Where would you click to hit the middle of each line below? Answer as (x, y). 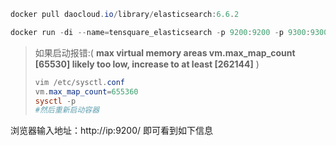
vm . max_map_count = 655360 (86, 91)
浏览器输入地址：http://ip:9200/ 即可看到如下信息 (111, 131)
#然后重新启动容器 (67, 110)
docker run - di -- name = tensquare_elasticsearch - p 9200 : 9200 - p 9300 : (160, 32)
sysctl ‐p (55, 101)
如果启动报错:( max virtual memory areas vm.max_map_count (165, 52)
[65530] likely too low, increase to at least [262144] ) (147, 64)
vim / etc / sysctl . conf (80, 82)
